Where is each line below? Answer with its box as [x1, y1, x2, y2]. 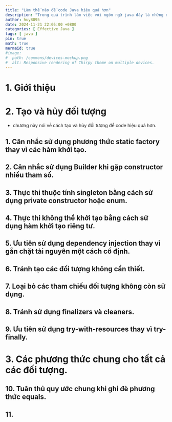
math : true [5, 41, 29, 46]
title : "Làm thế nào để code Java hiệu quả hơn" [5, 7, 111, 13]
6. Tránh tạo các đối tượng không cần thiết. [5, 265, 145, 273]
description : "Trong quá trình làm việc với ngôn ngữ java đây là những [5, 12, 164, 17]
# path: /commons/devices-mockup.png [5, 55, 88, 61]
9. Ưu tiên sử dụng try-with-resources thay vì [5, 325, 153, 333]
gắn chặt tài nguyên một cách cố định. [5, 247, 131, 256]
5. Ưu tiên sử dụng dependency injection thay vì [5, 239, 161, 248]
